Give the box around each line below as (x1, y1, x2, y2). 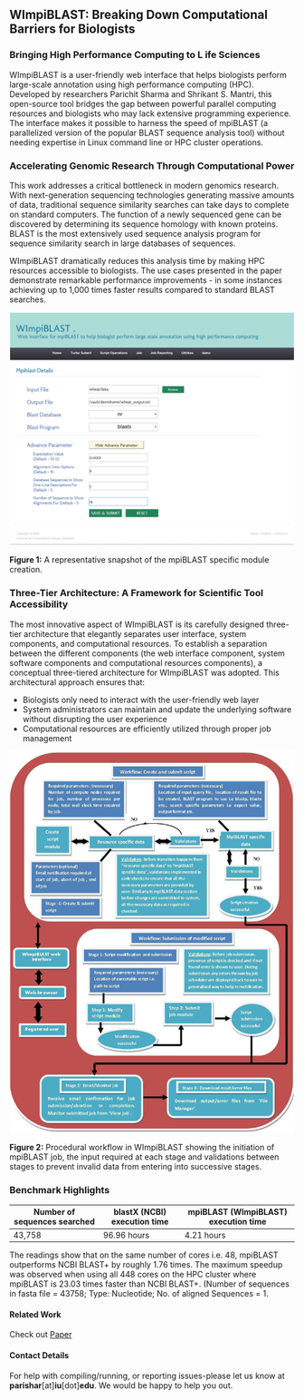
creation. (9, 564, 43, 575)
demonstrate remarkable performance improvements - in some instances (9, 274, 283, 285)
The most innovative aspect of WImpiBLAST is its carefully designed (9, 619, 265, 630)
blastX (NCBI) (113, 1207, 167, 1218)
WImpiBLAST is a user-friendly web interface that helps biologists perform (9, 69, 288, 80)
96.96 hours (102, 1229, 150, 1240)
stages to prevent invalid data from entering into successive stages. (9, 1160, 262, 1171)
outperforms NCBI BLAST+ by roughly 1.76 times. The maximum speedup (9, 1259, 283, 1270)
